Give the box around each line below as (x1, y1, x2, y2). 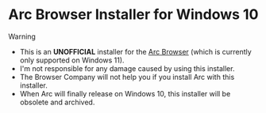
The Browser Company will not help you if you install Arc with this (19, 72, 235, 81)
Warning (8, 32, 36, 41)
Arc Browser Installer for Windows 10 (8, 6, 259, 24)
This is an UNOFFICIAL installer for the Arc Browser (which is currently (19, 47, 252, 56)
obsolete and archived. (19, 97, 95, 107)
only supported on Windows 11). (19, 55, 125, 65)
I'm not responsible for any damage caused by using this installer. (19, 63, 235, 73)
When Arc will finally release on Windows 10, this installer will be (19, 89, 231, 98)
